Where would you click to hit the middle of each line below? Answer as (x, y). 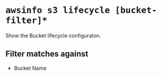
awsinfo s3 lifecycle (58, 10)
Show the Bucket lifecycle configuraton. (53, 35)
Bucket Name (30, 68)
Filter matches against (47, 54)
